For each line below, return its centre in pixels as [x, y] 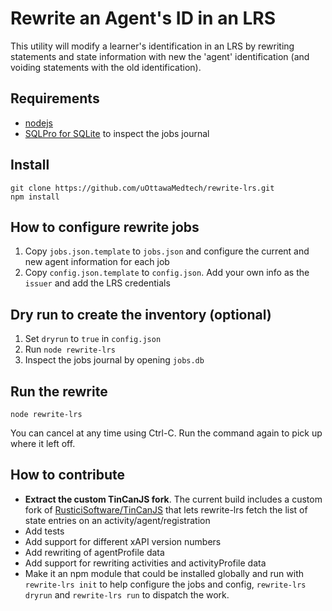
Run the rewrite [59, 391]
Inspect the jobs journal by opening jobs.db [114, 360]
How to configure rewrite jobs [105, 227]
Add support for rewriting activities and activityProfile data [145, 563]
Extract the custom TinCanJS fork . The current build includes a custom [173, 499]
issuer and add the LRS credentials [97, 283]
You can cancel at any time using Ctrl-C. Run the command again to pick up [166, 433]
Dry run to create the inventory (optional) [141, 314]
